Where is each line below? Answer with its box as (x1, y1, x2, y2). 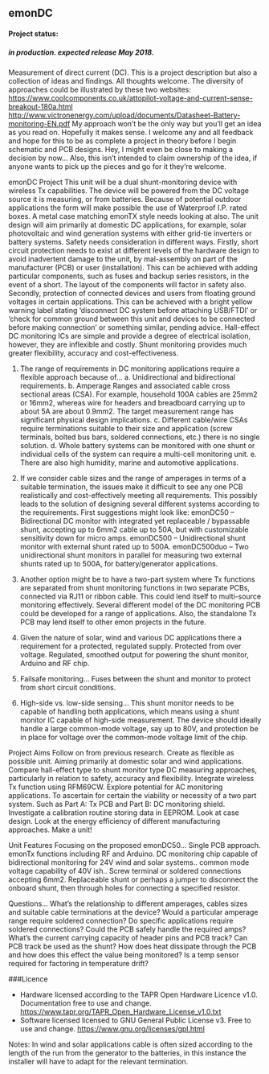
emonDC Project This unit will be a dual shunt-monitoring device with (8, 177, 238, 187)
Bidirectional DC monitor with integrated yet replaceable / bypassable (19, 516, 251, 525)
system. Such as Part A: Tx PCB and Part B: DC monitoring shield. (8, 799, 226, 809)
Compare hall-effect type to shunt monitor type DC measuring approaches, (8, 764, 258, 775)
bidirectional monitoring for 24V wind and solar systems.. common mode (8, 857, 250, 867)
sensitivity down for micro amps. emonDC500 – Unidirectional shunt (19, 533, 247, 542)
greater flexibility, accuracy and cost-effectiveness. (8, 348, 179, 357)
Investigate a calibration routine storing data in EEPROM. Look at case (8, 808, 239, 817)
